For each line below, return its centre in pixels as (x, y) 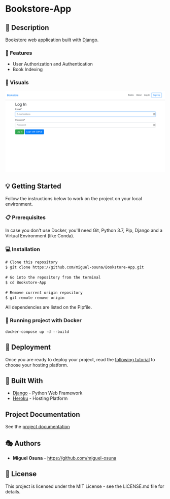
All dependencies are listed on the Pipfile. (49, 307)
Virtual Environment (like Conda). (40, 236)
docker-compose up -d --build (37, 332)
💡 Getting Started (33, 186)
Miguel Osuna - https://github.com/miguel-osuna (64, 458)
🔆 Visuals (17, 83)
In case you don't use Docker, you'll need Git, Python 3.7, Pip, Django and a (84, 230)
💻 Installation (23, 249)
